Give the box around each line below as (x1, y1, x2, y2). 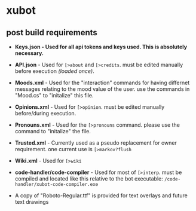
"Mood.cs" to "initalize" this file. (14, 92, 94, 99)
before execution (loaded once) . (14, 68, 94, 75)
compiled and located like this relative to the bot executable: (14, 175, 163, 182)
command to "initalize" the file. (14, 128, 91, 134)
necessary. (14, 50, 44, 57)
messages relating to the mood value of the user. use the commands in (14, 85, 190, 93)
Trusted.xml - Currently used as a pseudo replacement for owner (14, 139, 177, 146)
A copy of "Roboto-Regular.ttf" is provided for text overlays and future (14, 192, 188, 199)
